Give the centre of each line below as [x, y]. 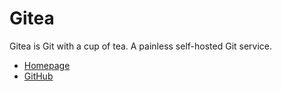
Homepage [47, 65]
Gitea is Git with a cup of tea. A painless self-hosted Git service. [141, 46]
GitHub [38, 76]
